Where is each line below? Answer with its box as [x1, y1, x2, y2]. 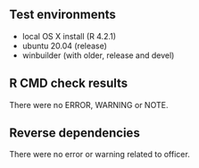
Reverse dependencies [9, 125, 140, 141]
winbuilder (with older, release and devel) [21, 49, 175, 61]
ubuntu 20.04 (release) [21, 40, 107, 51]
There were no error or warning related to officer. [9, 149, 190, 160]
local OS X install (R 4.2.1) [21, 30, 117, 41]
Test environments [9, 7, 116, 22]
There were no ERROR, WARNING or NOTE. [9, 99, 169, 110]
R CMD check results [9, 76, 129, 91]
